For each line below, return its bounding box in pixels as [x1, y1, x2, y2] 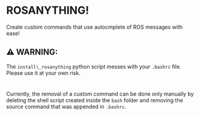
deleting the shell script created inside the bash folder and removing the [6, 96, 183, 103]
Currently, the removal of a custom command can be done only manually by [6, 90, 194, 97]
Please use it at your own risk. [6, 69, 81, 77]
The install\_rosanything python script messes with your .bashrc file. [6, 63, 181, 70]
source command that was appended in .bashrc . [6, 103, 127, 110]
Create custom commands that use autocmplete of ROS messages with [6, 23, 183, 30]
